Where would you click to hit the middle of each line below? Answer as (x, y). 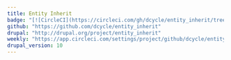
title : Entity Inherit (40, 13)
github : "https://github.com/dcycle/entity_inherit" (84, 26)
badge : (16, 20)
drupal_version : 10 (35, 46)
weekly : (18, 39)
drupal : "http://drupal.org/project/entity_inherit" (84, 33)
